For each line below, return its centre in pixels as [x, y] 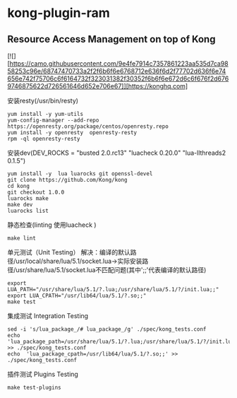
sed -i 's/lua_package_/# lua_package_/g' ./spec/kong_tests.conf [107, 329]
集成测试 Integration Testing [48, 316]
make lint [22, 238]
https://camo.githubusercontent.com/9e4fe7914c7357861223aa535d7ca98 [119, 64]
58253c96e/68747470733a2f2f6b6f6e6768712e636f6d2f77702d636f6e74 [117, 71]
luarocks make [28, 199]
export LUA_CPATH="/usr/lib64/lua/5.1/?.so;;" [77, 295]
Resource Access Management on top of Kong [111, 39]
